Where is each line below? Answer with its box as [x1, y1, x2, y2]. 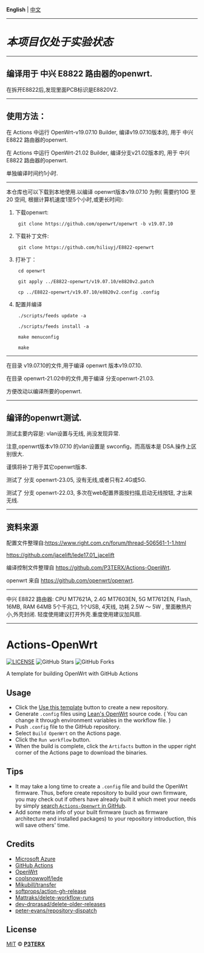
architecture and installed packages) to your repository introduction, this [15, 814, 197, 822]
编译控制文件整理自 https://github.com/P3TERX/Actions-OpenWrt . [6, 564, 171, 571]
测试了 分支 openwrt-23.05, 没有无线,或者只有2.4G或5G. [6, 476, 147, 484]
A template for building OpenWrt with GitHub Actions [6, 670, 138, 677]
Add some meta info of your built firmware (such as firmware [15, 808, 168, 816]
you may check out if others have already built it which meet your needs [15, 796, 196, 803]
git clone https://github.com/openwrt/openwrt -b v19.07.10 [18, 221, 174, 227]
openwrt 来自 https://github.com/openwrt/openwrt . [6, 577, 135, 584]
